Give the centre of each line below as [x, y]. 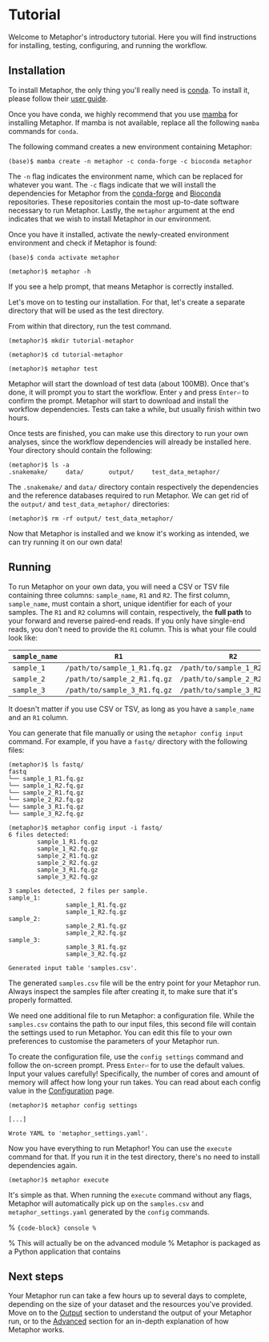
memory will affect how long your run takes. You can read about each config [134, 1082]
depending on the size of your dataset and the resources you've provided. [131, 1304]
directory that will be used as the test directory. [86, 310]
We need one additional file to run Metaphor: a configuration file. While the [131, 1015]
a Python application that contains [65, 1251]
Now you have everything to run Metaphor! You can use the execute [120, 1148]
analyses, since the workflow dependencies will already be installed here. [130, 442]
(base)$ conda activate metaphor [64, 257]
